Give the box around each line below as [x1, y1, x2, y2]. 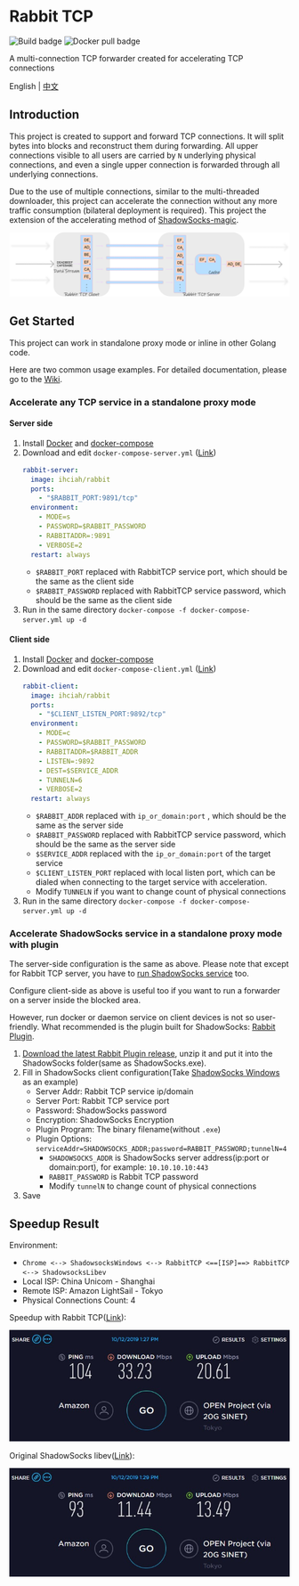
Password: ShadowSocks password [35, 1105, 167, 1116]
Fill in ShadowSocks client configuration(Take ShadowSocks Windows [21, 1067, 280, 1078]
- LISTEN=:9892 [38, 756, 95, 765]
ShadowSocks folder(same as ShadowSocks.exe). [21, 1058, 207, 1068]
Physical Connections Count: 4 [21, 1295, 136, 1306]
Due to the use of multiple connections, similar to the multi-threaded [9, 185, 260, 197]
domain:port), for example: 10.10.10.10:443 [48, 1162, 209, 1173]
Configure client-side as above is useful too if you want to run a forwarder [9, 985, 280, 996]
